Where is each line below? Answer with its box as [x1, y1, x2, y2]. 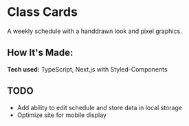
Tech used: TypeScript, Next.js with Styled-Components [7, 65, 168, 73]
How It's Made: [7, 47, 74, 59]
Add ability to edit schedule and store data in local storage [16, 103, 183, 112]
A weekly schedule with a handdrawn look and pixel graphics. [7, 27, 182, 35]
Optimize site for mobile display [16, 111, 107, 119]
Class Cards [7, 4, 78, 20]
